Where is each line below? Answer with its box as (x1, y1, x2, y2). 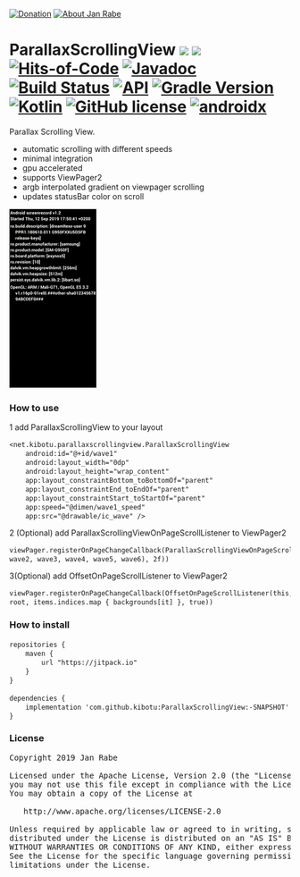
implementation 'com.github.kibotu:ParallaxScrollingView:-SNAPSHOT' (25, 703, 290, 712)
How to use (9, 401, 60, 414)
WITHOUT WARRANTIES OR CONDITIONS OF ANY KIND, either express (9, 841, 292, 852)
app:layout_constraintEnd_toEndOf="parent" (25, 485, 190, 494)
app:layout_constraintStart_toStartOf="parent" (25, 494, 205, 503)
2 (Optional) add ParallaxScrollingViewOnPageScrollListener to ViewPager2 (9, 527, 287, 538)
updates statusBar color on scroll (21, 190, 145, 201)
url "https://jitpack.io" (41, 658, 138, 667)
